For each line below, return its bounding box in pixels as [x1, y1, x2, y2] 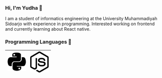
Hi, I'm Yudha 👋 [5, 4, 43, 11]
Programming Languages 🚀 [5, 39, 72, 45]
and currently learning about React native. [5, 26, 91, 32]
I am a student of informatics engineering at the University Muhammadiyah [5, 16, 158, 22]
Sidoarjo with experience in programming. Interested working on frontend [5, 21, 155, 27]
